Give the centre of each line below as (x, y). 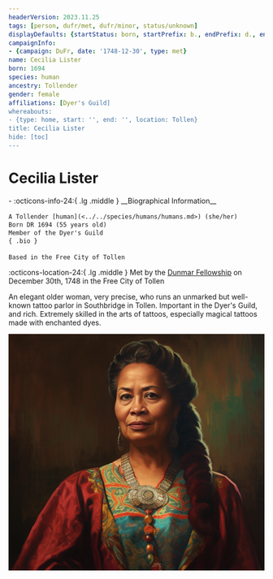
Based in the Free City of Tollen (67, 257)
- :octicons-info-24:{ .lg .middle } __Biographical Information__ (113, 201)
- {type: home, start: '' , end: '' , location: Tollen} (103, 120)
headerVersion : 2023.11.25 (54, 17)
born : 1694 (27, 69)
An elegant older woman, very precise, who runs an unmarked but (119, 296)
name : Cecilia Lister (45, 60)
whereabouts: (30, 111)
